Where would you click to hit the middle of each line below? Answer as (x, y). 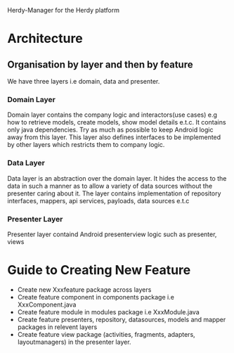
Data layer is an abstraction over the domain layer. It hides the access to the (117, 178)
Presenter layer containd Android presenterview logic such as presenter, (112, 234)
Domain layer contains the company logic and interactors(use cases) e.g (112, 115)
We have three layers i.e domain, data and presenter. (84, 81)
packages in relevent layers (57, 327)
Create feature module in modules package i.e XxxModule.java (109, 312)
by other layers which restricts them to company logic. (86, 145)
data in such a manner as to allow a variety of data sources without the (110, 186)
